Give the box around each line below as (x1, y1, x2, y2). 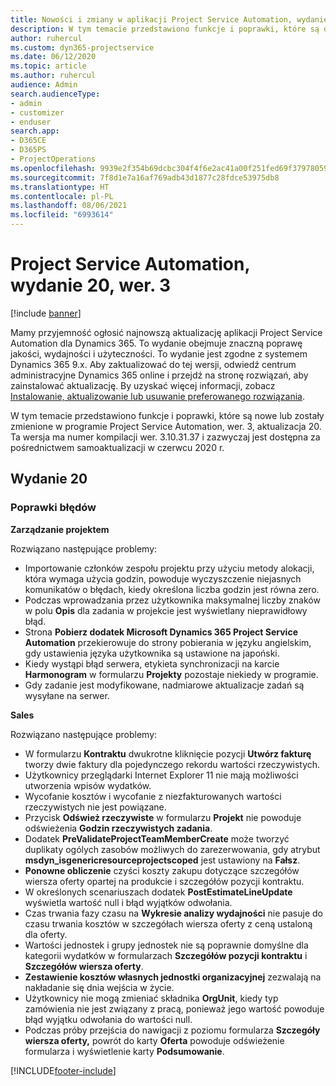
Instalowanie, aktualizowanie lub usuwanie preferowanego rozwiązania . (10, 390, 305, 402)
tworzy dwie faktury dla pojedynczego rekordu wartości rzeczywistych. (24, 758, 321, 770)
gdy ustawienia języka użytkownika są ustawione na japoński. (24, 647, 280, 659)
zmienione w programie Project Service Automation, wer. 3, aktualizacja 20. (10, 420, 322, 432)
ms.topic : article (10, 61, 87, 71)
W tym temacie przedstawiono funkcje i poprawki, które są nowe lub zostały (10, 409, 325, 421)
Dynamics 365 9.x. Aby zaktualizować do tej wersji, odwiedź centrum (10, 358, 297, 370)
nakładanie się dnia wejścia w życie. (24, 981, 175, 993)
